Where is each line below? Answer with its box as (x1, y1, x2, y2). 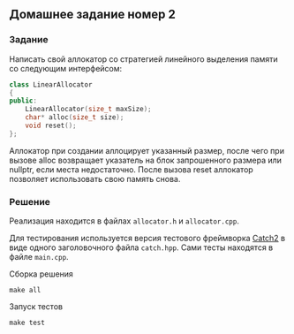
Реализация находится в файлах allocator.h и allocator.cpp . (9, 216, 240, 226)
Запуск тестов (9, 301, 64, 312)
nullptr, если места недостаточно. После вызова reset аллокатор (9, 163, 253, 175)
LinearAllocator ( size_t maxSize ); (25, 105, 152, 114)
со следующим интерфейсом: (9, 63, 123, 73)
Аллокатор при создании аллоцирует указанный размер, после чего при (9, 145, 285, 156)
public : (9, 96, 38, 105)
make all (9, 286, 41, 295)
